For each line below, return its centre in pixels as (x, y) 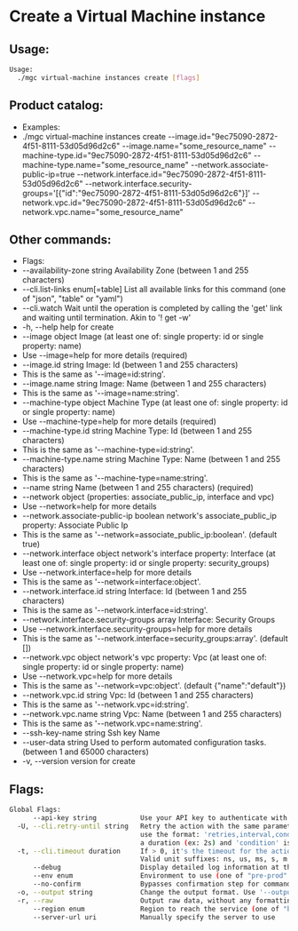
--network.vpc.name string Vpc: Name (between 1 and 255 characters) (152, 714)
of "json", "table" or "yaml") (73, 298)
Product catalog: (56, 105)
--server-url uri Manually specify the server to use (154, 917)
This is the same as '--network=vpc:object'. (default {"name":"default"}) (154, 686)
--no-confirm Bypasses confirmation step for (146, 884)
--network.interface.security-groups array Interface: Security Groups (149, 620)
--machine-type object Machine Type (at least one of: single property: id (155, 402)
